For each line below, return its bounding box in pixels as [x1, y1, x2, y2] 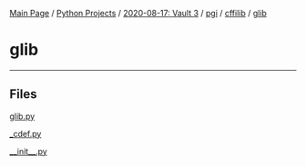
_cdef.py [9, 128, 42, 139]
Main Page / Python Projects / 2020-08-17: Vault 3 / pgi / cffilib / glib [9, 8, 267, 18]
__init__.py [9, 145, 47, 157]
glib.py [9, 111, 36, 122]
